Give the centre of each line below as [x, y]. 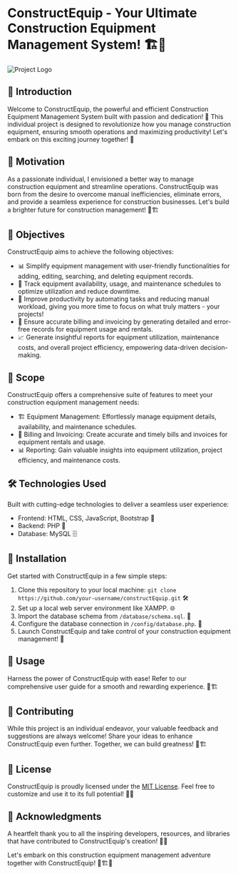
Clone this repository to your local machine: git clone [97, 590]
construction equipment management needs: [73, 402]
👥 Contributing [41, 712]
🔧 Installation [37, 559]
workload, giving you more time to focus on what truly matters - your [119, 307]
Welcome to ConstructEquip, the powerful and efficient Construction [108, 109]
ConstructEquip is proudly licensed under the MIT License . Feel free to [111, 786]
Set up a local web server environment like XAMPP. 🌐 [97, 608]
